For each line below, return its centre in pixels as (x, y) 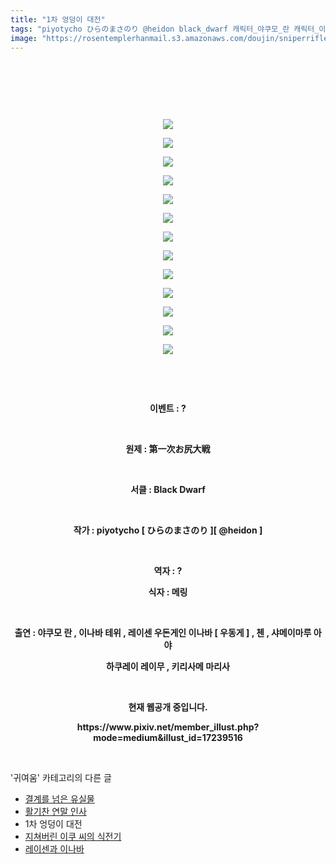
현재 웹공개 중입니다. (168, 707)
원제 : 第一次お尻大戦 (168, 449)
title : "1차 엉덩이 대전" (58, 19)
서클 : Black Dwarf (168, 490)
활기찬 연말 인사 (55, 812)
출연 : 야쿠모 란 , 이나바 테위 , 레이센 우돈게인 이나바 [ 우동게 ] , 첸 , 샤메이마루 (163, 633)
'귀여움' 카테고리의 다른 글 (61, 778)
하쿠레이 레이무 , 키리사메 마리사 (168, 667)
